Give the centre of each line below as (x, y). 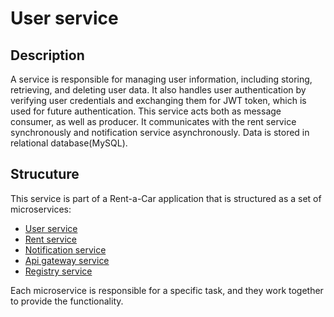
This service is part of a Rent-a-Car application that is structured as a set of (166, 198)
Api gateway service (67, 260)
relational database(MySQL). (69, 143)
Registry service (58, 271)
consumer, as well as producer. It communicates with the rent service (153, 121)
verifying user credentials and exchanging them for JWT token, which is (158, 100)
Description (47, 55)
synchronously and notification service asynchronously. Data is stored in (160, 132)
